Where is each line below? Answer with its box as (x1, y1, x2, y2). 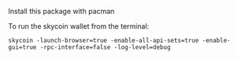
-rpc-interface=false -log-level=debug (39, 43, 171, 51)
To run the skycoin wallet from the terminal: (8, 22, 150, 30)
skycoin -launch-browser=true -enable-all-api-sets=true (8, 36, 199, 44)
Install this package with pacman (8, 7, 115, 16)
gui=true (8, 43, 37, 51)
